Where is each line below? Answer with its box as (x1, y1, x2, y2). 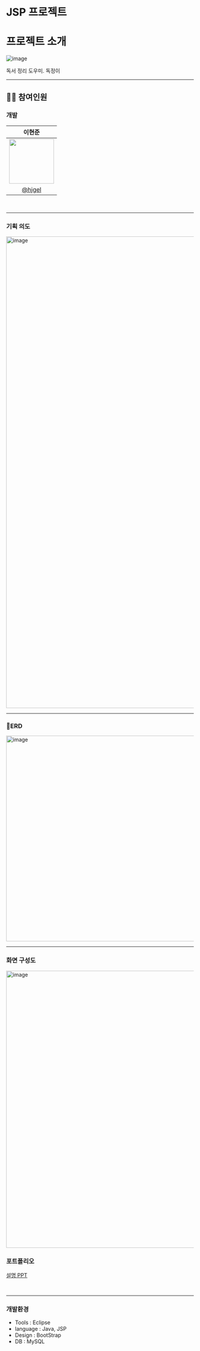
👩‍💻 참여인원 (6, 92, 48, 102)
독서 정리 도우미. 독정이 (6, 67, 61, 74)
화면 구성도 (6, 956, 36, 965)
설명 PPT (6, 1272, 28, 1278)
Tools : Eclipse (14, 1319, 51, 1326)
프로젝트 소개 (6, 35, 67, 48)
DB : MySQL (14, 1338, 45, 1345)
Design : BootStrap (14, 1331, 61, 1339)
